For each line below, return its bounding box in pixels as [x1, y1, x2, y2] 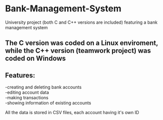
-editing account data [5, 89, 49, 95]
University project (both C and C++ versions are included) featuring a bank [5, 19, 158, 25]
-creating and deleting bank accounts [5, 84, 82, 90]
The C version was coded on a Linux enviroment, [5, 39, 158, 47]
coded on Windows [5, 54, 66, 63]
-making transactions [5, 95, 48, 101]
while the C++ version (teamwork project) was [5, 46, 151, 55]
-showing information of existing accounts [5, 100, 91, 106]
